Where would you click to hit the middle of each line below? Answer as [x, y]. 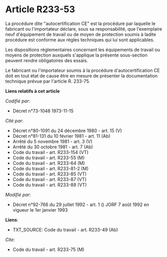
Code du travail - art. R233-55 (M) [49, 158]
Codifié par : [18, 101]
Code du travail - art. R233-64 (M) [49, 163]
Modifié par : [18, 194]
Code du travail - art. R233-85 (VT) [50, 174]
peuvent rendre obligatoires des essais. [47, 60]
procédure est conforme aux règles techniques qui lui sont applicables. [80, 40]
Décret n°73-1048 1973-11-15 [43, 111]
